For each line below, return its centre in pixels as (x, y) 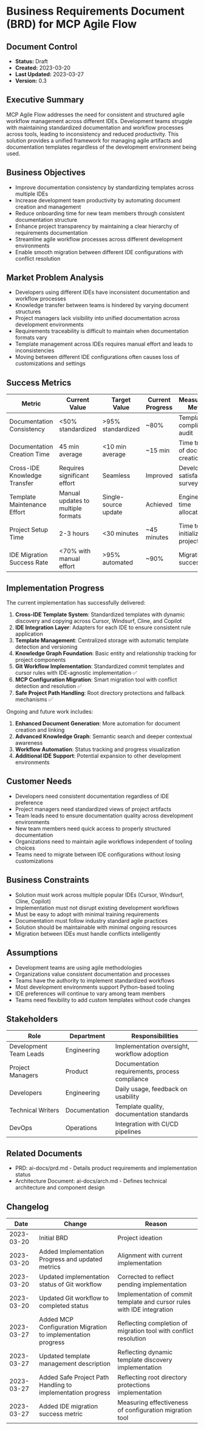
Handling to (56, 1385)
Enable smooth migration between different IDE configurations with (99, 252)
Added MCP (56, 1319)
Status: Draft (32, 61)
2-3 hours (74, 533)
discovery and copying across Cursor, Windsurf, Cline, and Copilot (98, 621)
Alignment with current (150, 1255)
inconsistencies (35, 350)
